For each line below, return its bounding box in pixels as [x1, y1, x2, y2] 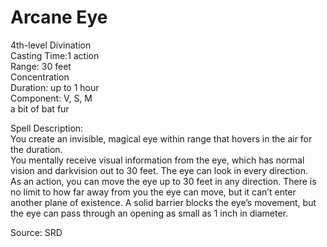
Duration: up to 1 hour [10, 81, 100, 93]
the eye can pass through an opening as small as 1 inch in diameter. [10, 207, 289, 219]
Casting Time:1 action [10, 49, 100, 61]
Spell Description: [10, 122, 84, 134]
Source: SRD [10, 226, 63, 238]
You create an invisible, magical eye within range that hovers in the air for [10, 132, 313, 145]
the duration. [10, 143, 63, 155]
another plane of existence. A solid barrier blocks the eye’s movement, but [10, 196, 317, 208]
